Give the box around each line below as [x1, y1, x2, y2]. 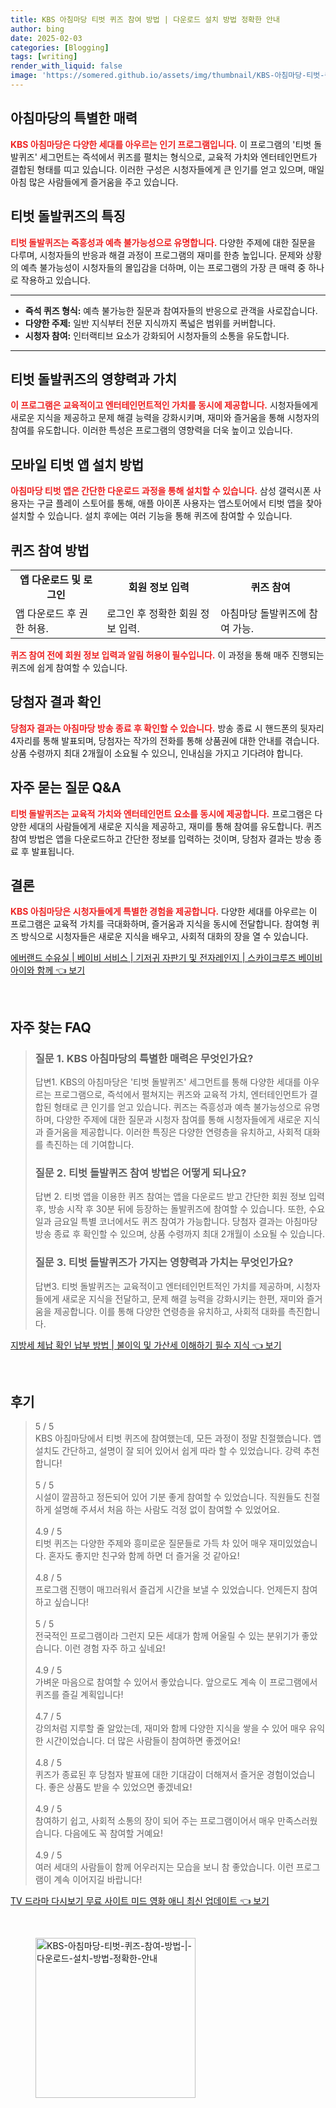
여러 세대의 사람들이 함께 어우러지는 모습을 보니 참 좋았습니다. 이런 [34, 1861, 294, 1873]
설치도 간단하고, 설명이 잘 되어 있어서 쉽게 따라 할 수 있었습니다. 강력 [34, 1445, 302, 1457]
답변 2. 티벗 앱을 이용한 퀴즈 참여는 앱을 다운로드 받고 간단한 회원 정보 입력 [34, 1191, 325, 1203]
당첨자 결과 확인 [10, 694, 102, 711]
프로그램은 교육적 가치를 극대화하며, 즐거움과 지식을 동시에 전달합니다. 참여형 [10, 918, 310, 930]
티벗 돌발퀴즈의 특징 [10, 208, 126, 225]
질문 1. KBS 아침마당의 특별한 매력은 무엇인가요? [34, 1051, 254, 1065]
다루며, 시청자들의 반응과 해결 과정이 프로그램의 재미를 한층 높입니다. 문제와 [10, 249, 304, 261]
